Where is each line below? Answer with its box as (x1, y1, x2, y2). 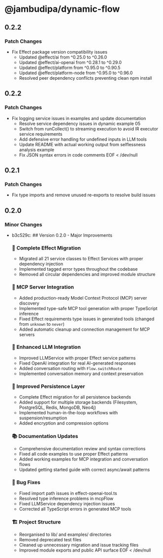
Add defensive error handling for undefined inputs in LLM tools (19, 136, 147, 142)
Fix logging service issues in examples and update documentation (11, 115, 146, 121)
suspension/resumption (19, 415, 67, 421)
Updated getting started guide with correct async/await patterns (19, 466, 150, 473)
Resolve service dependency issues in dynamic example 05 (19, 121, 141, 126)
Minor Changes (4, 221, 42, 228)
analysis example (19, 147, 55, 153)
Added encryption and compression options (19, 420, 109, 426)
